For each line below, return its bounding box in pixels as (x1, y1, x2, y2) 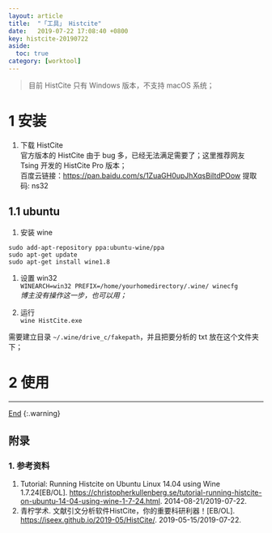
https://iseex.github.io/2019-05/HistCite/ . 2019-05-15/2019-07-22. (19, 515, 241, 525)
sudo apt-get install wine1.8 (8, 257, 111, 266)
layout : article (8, 11, 63, 20)
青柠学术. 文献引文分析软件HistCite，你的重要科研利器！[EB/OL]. (19, 506, 236, 516)
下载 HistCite (19, 140, 63, 150)
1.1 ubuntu (8, 204, 61, 219)
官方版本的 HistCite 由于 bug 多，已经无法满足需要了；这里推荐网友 (19, 150, 245, 160)
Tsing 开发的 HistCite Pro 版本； (19, 160, 127, 170)
